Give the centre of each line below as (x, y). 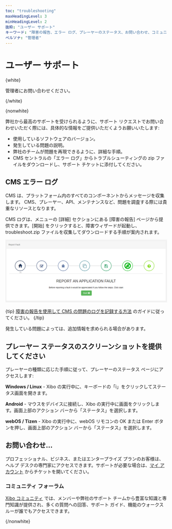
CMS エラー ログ (32, 182)
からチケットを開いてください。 (58, 472)
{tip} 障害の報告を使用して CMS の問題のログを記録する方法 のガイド (78, 311)
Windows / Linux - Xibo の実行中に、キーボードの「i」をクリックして (79, 386)
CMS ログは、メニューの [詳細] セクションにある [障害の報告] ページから (82, 219)
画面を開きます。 (32, 393)
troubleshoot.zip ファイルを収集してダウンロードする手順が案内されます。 (84, 232)
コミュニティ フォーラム (35, 486)
